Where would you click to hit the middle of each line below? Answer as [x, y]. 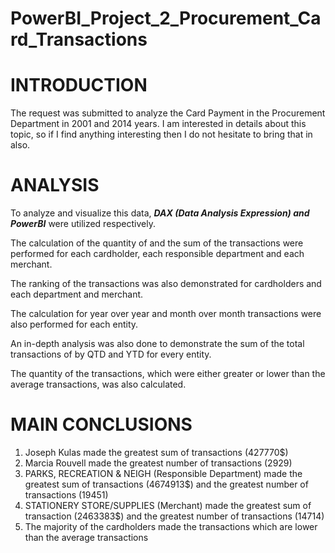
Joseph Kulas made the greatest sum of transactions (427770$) [156, 452]
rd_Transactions [79, 39]
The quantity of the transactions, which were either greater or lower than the [168, 374]
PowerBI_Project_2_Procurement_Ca [166, 18]
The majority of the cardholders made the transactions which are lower [171, 526]
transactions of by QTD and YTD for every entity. [111, 354]
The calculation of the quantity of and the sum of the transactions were [157, 243]
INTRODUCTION [79, 85]
